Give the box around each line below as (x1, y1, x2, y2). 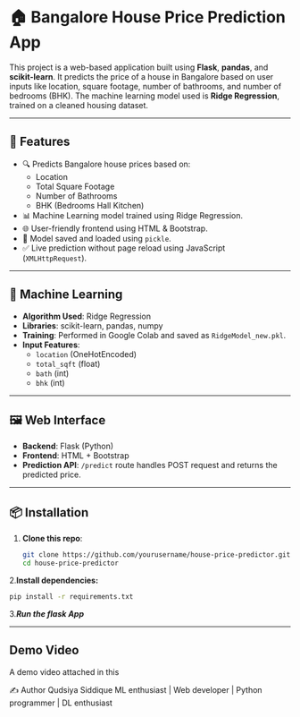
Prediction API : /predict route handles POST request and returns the (21, 460, 279, 471)
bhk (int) (35, 377, 65, 388)
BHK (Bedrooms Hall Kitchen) (35, 200, 145, 210)
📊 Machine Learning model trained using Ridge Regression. (21, 209, 244, 220)
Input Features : (21, 339, 80, 350)
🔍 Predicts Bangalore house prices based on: (21, 158, 191, 169)
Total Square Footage (35, 181, 115, 192)
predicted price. (21, 469, 82, 480)
